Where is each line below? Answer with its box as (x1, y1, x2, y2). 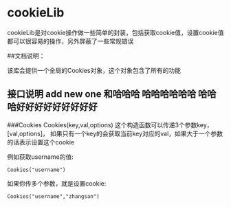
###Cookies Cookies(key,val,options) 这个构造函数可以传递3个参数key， (7, 120, 213, 129)
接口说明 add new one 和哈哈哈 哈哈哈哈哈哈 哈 (7, 88, 208, 100)
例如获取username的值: (7, 153, 74, 161)
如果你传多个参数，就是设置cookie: (7, 179, 107, 187)
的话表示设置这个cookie (7, 138, 75, 146)
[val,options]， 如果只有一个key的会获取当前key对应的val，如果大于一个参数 (7, 129, 223, 138)
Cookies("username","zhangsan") (7, 193, 100, 200)
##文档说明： (7, 52, 45, 60)
